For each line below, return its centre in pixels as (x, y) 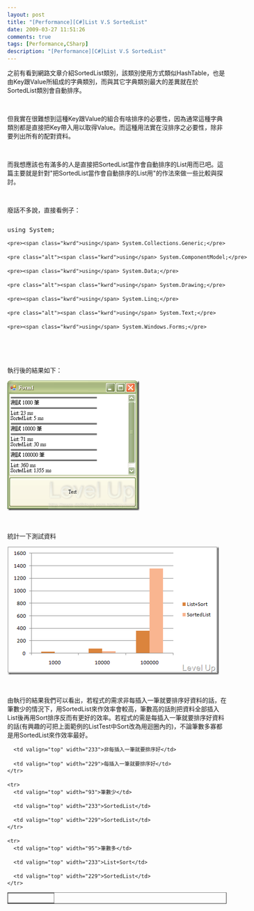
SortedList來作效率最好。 (55, 735)
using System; (31, 230)
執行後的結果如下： (35, 370)
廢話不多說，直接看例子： (44, 210)
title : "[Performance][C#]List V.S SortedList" (78, 22)
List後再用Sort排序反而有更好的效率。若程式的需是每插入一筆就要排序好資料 (116, 718)
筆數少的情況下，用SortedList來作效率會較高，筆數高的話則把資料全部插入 (113, 709)
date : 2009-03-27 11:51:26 (46, 29)
